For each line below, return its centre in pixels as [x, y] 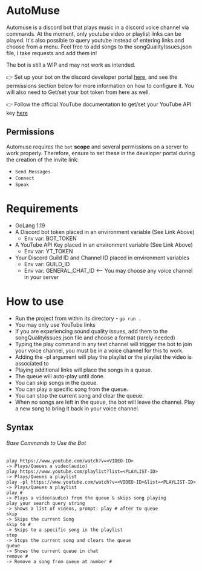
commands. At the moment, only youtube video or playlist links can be [94, 33]
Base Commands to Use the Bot [46, 442]
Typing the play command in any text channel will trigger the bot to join [103, 344]
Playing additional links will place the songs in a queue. [83, 370]
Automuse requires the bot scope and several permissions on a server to [97, 147]
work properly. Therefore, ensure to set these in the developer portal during [101, 153]
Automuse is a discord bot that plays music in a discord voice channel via [98, 27]
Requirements [42, 208]
